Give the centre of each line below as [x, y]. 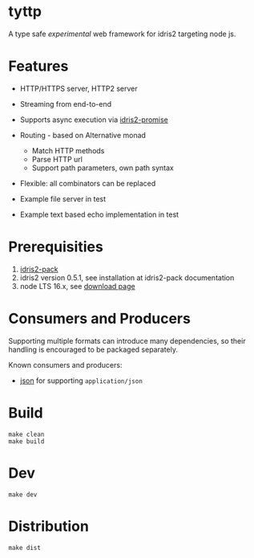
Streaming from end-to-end [66, 104]
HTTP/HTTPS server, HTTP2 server [79, 88]
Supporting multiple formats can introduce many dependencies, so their [127, 340]
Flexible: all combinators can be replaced [88, 183]
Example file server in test [63, 198]
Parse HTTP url [57, 159]
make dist [25, 548]
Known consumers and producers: [65, 365]
